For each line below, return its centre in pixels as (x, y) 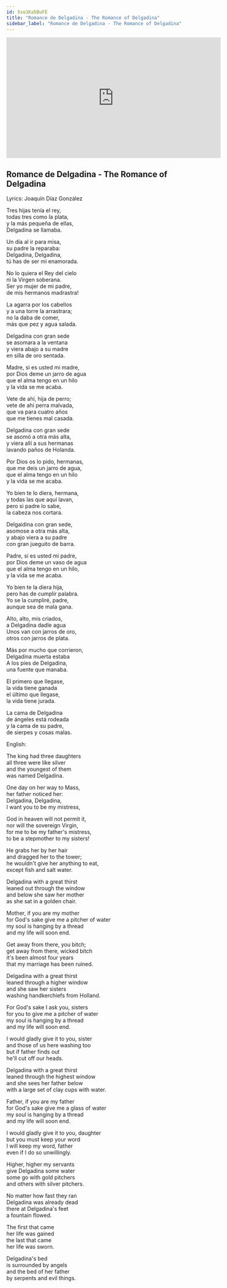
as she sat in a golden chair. (42, 901)
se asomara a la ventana (37, 343)
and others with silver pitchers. (45, 1184)
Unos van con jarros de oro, (41, 632)
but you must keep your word (43, 1140)
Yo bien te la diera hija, (35, 587)
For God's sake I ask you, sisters (47, 1007)
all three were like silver (36, 763)
